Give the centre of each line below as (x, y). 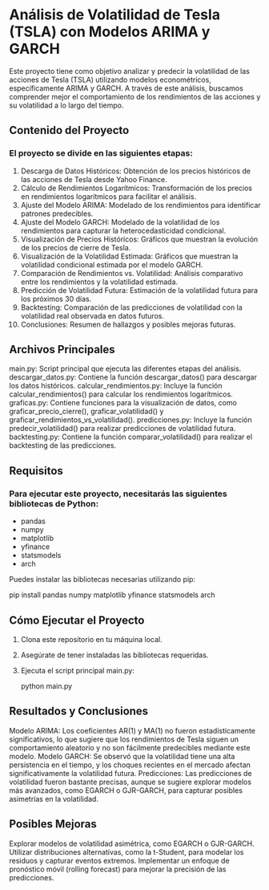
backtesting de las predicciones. (63, 445)
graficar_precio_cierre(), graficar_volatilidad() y (86, 412)
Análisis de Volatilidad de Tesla (115, 15)
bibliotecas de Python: (54, 503)
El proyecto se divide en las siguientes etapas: (101, 153)
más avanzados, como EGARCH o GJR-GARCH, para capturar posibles (126, 790)
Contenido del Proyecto (69, 130)
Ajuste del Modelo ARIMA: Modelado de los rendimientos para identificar (141, 205)
